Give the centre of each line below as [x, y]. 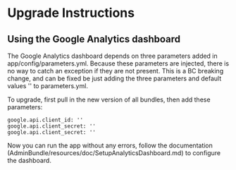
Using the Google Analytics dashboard [94, 39]
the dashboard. [29, 160]
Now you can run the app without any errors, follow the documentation [110, 145]
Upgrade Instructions [71, 13]
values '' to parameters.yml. [48, 86]
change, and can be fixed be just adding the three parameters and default [114, 78]
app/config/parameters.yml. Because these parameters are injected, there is [118, 63]
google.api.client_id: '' [45, 120]
